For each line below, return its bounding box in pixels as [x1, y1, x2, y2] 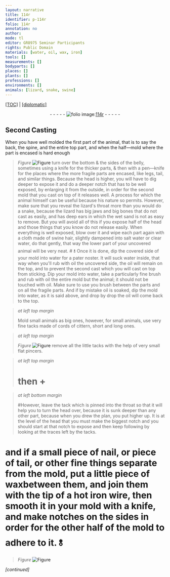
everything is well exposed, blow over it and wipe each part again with [17, 230, 164, 236]
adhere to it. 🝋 [5, 537, 63, 549]
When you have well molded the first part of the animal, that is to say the [5, 139, 157, 145]
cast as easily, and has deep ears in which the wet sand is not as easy [17, 214, 164, 220]
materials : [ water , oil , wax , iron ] [5, 50, 82, 55]
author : [5, 31, 22, 36]
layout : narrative [5, 7, 44, 13]
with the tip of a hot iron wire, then [5, 489, 152, 501]
